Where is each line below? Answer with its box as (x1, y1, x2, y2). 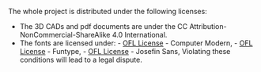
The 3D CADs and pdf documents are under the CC (19, 22, 188, 31)
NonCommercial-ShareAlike (19, 31, 111, 39)
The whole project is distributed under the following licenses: (8, 7, 207, 16)
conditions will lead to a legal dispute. (19, 55, 142, 64)
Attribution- (189, 22, 227, 31)
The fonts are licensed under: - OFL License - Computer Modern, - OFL (19, 38, 253, 48)
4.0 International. (112, 31, 168, 39)
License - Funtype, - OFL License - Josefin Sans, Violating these (19, 47, 231, 56)
